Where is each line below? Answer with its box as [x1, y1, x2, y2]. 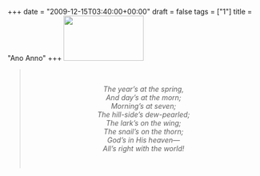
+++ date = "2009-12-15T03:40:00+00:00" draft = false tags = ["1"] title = [7, 7, 253, 16]
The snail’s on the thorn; [103, 127, 184, 136]
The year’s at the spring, [102, 84, 185, 94]
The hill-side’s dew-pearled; [97, 110, 190, 119]
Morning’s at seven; [110, 102, 177, 110]
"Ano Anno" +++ [7, 54, 62, 62]
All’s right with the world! [102, 144, 185, 153]
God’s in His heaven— [106, 135, 181, 145]
